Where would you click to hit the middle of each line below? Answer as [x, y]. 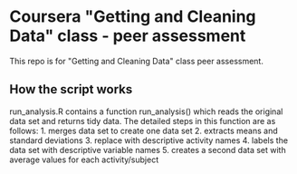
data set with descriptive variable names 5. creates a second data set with [148, 150]
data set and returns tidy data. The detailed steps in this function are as [143, 121]
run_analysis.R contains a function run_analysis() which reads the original [146, 111]
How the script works [71, 89]
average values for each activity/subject [84, 159]
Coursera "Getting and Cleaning [133, 17]
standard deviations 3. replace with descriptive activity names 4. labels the [148, 140]
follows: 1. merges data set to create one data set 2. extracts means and [144, 130]
